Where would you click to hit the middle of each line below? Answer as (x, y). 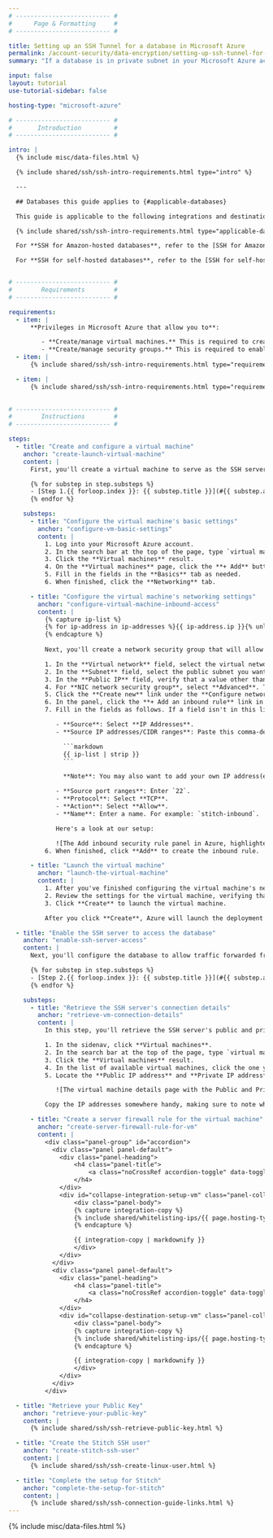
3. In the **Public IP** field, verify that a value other (147, 679)
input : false (30, 76)
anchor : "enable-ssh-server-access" (85, 940)
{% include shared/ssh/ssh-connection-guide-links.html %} (132, 1503)
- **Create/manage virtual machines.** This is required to (145, 342)
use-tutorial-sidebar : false (58, 90)
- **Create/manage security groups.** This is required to (143, 350)
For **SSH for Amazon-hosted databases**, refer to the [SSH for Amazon (141, 246)
